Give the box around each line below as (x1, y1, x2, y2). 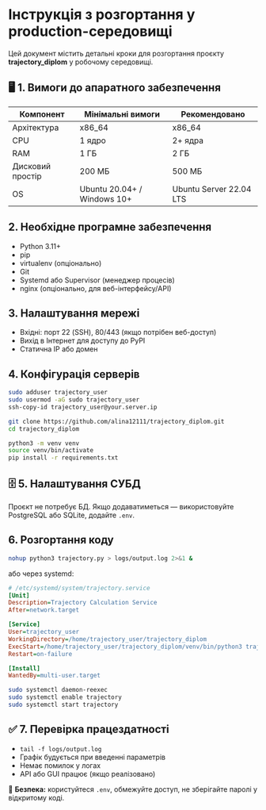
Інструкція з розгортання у (8, 6, 196, 24)
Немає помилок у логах (19, 760, 101, 770)
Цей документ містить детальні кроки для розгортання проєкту (8, 48, 224, 58)
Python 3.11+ (19, 241, 62, 251)
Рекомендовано (180, 109, 245, 120)
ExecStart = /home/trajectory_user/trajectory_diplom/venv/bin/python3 (8, 643, 243, 651)
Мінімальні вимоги (84, 109, 161, 120)
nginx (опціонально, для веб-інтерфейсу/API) (19, 283, 172, 293)
